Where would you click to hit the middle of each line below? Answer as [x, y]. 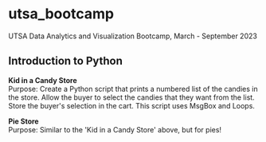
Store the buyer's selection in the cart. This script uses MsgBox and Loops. [131, 105]
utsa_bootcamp [61, 14]
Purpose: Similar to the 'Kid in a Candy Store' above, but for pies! [115, 129]
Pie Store [23, 121]
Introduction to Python [66, 61]
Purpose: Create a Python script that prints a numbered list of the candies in [133, 89]
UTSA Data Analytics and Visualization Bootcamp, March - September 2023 [133, 36]
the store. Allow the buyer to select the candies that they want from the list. [131, 97]
